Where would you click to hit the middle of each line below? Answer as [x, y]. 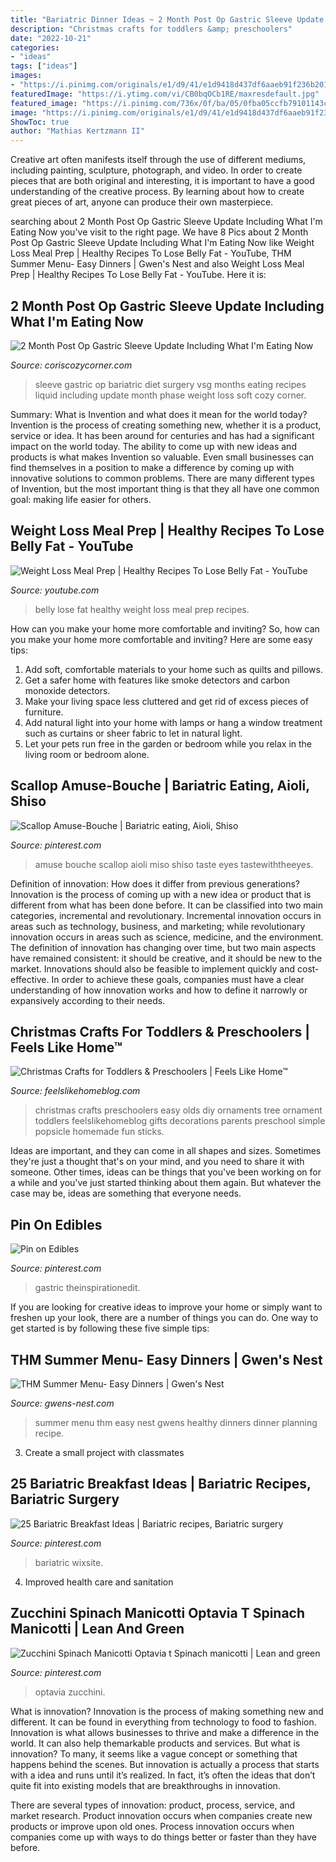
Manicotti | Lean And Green [97, 1629]
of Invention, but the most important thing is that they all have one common [165, 488]
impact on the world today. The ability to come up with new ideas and [153, 446]
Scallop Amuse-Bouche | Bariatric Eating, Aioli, [160, 786]
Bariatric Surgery [65, 1499]
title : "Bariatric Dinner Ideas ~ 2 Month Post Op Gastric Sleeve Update [167, 19]
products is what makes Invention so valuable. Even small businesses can [162, 457]
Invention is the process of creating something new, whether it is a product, [166, 425]
